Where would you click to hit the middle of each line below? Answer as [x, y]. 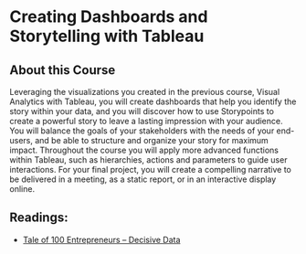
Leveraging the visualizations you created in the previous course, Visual [145, 92]
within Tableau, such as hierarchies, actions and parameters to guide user [148, 160]
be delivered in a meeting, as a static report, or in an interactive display [143, 179]
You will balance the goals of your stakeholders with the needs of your [142, 131]
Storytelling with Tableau [107, 36]
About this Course [63, 70]
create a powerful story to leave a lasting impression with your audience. [146, 121]
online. [22, 189]
